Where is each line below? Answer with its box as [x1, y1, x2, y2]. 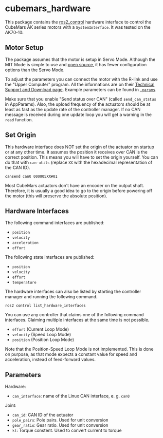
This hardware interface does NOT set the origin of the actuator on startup [5, 144, 155, 150]
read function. [5, 116, 33, 122]
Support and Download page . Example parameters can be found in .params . [5, 86, 157, 93]
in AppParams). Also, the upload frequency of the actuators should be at [5, 101, 151, 107]
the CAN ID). [5, 164, 31, 171]
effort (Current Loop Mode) [12, 326, 69, 332]
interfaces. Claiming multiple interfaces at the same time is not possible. [5, 317, 150, 323]
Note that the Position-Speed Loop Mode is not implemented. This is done [5, 346, 154, 352]
